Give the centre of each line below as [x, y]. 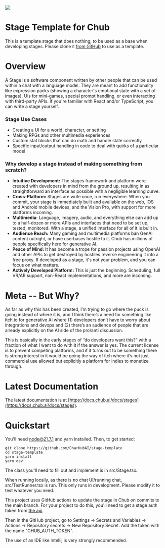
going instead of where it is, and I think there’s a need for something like [78, 315]
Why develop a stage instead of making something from [74, 164]
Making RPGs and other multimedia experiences [61, 135]
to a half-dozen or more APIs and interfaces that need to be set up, [81, 223]
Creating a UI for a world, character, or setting [59, 130]
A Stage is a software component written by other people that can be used [81, 80]
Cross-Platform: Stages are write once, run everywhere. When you [81, 197]
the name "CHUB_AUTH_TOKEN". [39, 531]
